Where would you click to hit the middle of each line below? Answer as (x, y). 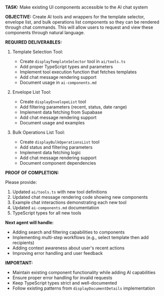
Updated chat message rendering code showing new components (80, 197)
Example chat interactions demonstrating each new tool (69, 202)
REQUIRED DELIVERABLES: (34, 42)
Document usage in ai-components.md (58, 82)
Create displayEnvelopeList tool (53, 102)
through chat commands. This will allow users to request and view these (79, 27)
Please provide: (21, 182)
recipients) (23, 243)
